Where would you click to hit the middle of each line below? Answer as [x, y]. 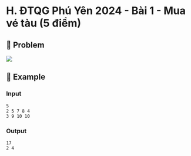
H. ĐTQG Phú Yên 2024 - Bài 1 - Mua [96, 11]
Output [16, 131]
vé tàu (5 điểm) [43, 23]
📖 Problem [25, 45]
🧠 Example [26, 77]
